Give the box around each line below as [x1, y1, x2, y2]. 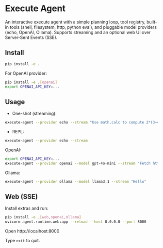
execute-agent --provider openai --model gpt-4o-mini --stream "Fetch [5, 161, 151, 166]
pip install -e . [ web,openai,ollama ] [5, 215, 81, 220]
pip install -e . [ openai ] [5, 80, 57, 85]
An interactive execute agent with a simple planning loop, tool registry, [5, 19, 146, 25]
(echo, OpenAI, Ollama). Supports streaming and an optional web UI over [5, 29, 151, 35]
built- [146, 19, 158, 25]
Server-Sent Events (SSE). [5, 35, 58, 40]
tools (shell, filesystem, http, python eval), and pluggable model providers [9, 24, 157, 30]
